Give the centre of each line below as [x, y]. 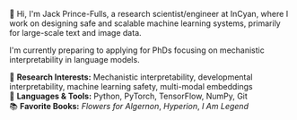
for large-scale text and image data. [75, 33]
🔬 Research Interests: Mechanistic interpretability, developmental [131, 77]
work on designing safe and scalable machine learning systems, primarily [145, 23]
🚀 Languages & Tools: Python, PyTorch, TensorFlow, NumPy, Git [129, 96]
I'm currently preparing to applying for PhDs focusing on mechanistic [137, 50]
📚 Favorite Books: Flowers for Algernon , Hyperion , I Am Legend [129, 106]
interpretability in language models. [75, 60]
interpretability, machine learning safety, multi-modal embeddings [131, 86]
